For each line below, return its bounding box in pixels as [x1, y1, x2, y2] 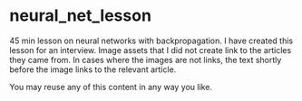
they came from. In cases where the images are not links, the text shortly [9, 54, 282, 65]
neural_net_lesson [9, 5, 152, 26]
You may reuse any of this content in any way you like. [9, 81, 213, 92]
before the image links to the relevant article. [9, 64, 177, 75]
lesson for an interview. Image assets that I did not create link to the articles [9, 44, 292, 55]
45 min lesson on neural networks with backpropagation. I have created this [9, 35, 293, 46]
